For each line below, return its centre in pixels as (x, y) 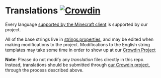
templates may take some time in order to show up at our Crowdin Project (80, 50)
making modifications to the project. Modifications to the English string (78, 44)
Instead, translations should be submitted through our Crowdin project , (78, 65)
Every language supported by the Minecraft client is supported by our (77, 24)
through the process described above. (44, 70)
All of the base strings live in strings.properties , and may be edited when (80, 39)
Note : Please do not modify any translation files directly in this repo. (75, 59)
